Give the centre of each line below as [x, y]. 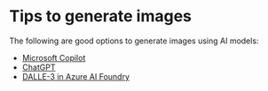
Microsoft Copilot [54, 57]
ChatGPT [39, 67]
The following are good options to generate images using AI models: [134, 41]
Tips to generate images [101, 16]
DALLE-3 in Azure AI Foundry [76, 76]
